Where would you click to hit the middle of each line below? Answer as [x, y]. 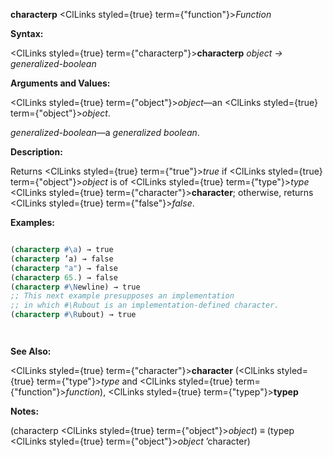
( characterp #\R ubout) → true [73, 315]
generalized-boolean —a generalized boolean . [105, 132]
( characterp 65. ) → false [64, 277]
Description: [36, 152]
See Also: [31, 351]
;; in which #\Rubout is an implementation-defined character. [145, 305]
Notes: [25, 411]
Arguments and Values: [60, 83]
